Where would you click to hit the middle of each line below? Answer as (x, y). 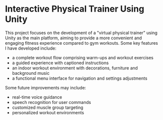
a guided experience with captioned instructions (60, 63)
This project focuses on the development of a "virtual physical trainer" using (81, 33)
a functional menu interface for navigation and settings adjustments (80, 78)
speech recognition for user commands (51, 102)
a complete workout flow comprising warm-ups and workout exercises (83, 57)
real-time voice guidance (37, 97)
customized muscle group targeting (48, 107)
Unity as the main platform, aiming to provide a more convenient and (73, 38)
